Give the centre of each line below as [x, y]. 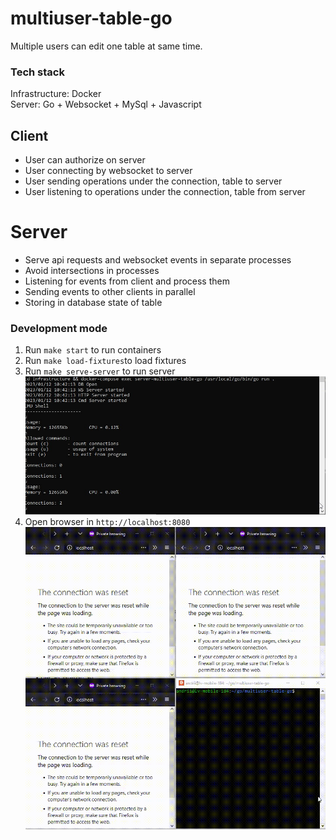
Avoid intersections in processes [92, 270]
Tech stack [37, 72]
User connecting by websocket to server [108, 171]
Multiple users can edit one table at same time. [106, 46]
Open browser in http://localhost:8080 [107, 521]
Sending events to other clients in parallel [110, 291]
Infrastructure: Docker [56, 94]
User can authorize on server [85, 160]
